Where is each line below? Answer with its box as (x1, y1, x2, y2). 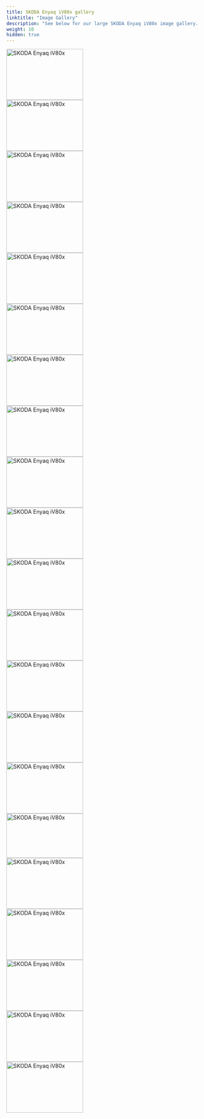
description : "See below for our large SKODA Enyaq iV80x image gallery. (6, 20, 199, 26)
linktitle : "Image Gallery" (6, 15, 78, 21)
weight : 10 (6, 26, 34, 32)
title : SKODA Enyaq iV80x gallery (6, 9, 95, 15)
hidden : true (6, 32, 40, 38)
